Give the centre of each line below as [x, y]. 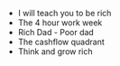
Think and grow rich [55, 52]
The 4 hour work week [60, 23]
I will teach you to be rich [65, 13]
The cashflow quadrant [61, 42]
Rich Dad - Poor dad [56, 32]
